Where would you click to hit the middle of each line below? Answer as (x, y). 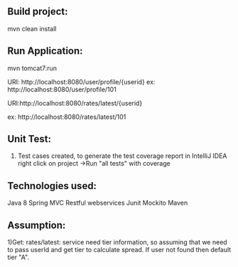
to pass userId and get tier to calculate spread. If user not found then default (119, 250)
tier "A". (18, 257)
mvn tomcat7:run (32, 68)
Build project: (38, 12)
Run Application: (45, 51)
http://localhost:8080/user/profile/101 (62, 89)
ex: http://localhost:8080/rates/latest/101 (67, 117)
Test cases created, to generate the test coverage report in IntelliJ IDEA (122, 156)
